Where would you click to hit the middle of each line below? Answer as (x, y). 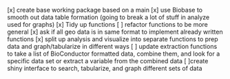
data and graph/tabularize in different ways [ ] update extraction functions (112, 46)
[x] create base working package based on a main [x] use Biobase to (105, 10)
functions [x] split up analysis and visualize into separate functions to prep (113, 39)
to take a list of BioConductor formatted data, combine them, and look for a (114, 54)
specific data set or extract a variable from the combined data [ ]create (108, 61)
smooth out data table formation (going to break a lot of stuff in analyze (108, 17)
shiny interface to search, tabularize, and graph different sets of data (105, 68)
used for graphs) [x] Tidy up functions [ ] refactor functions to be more (108, 24)
